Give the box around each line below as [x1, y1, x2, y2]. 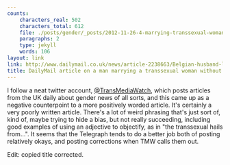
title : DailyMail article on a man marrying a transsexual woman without [7, 67, 222, 74]
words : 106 [19, 49, 51, 55]
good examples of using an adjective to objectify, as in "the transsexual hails [7, 123, 224, 131]
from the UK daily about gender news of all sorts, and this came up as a [7, 93, 209, 101]
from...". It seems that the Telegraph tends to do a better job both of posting [7, 129, 220, 138]
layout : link [7, 55, 44, 62]
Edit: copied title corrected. [7, 150, 84, 158]
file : [19, 29, 36, 36]
